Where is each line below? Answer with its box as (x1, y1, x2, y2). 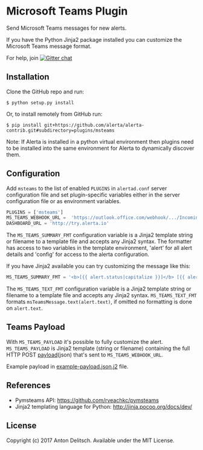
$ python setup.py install (6, 99, 74, 106)
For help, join (6, 54, 39, 61)
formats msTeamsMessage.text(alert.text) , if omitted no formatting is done (6, 298, 192, 306)
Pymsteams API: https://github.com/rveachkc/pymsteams (14, 396, 159, 404)
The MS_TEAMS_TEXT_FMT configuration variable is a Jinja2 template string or (6, 285, 192, 292)
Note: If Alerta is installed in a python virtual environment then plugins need (6, 138, 194, 145)
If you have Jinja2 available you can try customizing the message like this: (6, 263, 191, 270)
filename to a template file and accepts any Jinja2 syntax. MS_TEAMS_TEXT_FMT (6, 292, 197, 299)
